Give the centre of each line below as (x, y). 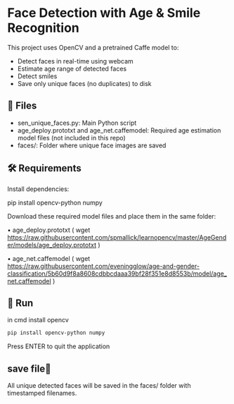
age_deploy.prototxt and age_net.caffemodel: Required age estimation (119, 130)
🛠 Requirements (45, 168)
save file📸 (29, 368)
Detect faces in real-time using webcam (75, 61)
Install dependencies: (38, 189)
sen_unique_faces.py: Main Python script (77, 123)
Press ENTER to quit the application (59, 346)
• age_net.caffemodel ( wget (49, 258)
